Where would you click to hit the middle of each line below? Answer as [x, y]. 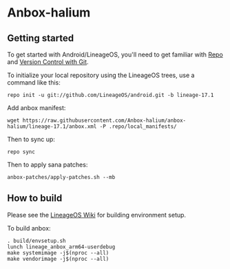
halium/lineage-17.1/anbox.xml [52, 127]
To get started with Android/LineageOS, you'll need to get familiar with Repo [115, 54]
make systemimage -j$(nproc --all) [58, 252]
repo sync [21, 152]
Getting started [41, 38]
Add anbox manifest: [36, 108]
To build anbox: [29, 228]
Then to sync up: [31, 139]
